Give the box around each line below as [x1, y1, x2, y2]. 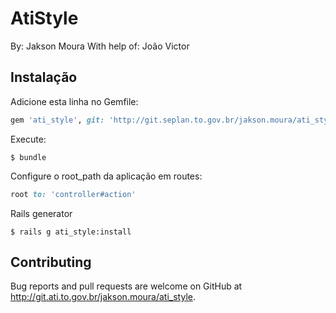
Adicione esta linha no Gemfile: [10, 95, 139, 107]
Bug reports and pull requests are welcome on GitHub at [10, 280, 243, 292]
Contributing [10, 253, 92, 271]
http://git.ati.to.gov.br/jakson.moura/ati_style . [10, 291, 197, 303]
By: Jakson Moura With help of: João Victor [10, 40, 190, 52]
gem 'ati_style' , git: [10, 115, 105, 125]
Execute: [10, 133, 47, 145]
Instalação [10, 69, 78, 86]
